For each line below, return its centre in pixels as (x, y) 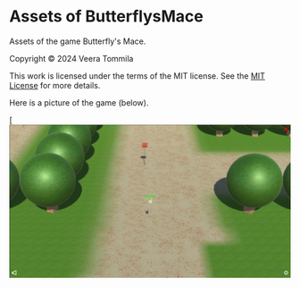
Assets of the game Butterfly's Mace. (78, 41)
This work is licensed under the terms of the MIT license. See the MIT (137, 76)
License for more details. (55, 85)
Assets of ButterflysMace (106, 17)
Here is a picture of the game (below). (79, 102)
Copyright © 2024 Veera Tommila (71, 58)
